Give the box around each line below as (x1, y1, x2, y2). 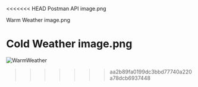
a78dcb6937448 (109, 74, 150, 82)
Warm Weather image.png (6, 17, 70, 23)
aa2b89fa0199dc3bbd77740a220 (109, 68, 192, 75)
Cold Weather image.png (6, 37, 133, 51)
